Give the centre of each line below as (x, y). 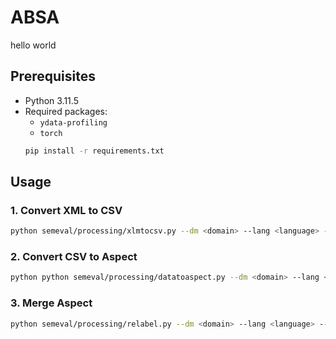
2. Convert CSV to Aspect (74, 257)
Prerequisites (53, 76)
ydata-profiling (73, 122)
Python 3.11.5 (51, 100)
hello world (33, 45)
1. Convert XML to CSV (66, 210)
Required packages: (66, 111)
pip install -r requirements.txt (94, 151)
